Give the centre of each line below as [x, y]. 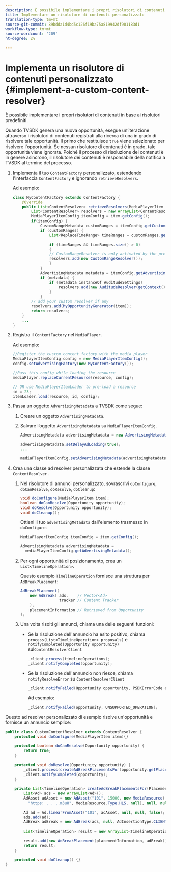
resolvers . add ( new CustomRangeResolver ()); [96, 259]
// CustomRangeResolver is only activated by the [103, 254]
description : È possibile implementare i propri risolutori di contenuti [85, 10]
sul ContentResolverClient [55, 649]
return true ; [37, 751]
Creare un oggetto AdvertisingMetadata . [62, 416]
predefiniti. [17, 120]
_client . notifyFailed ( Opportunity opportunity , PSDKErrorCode [95, 688]
